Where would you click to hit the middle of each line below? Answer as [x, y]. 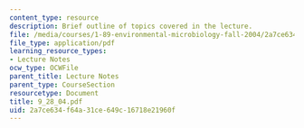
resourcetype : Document [54, 93]
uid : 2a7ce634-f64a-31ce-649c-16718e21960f [93, 110]
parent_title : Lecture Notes [64, 77]
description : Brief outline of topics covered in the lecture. [131, 26]
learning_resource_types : [58, 51]
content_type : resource [54, 18]
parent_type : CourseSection [62, 85]
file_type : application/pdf [62, 43]
